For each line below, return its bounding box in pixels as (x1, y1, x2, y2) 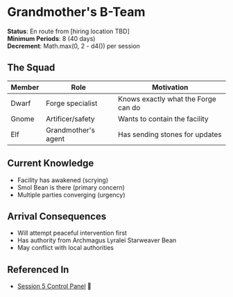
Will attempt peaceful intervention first (17, 229, 127, 237)
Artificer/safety (46, 114, 95, 123)
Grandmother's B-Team (7, 4, 146, 20)
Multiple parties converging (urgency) (17, 190, 126, 199)
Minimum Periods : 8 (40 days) (7, 34, 96, 42)
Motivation (151, 82, 189, 92)
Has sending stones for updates (117, 129, 222, 139)
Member (10, 82, 40, 92)
